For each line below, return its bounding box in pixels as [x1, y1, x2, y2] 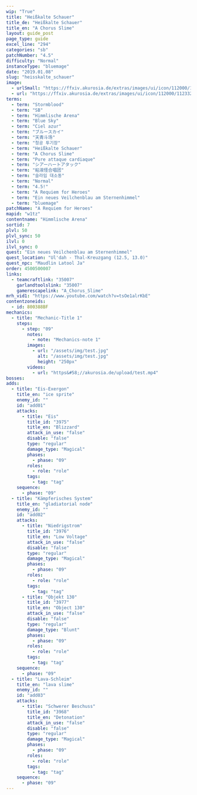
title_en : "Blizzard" [27, 424, 80, 430]
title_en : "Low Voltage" [27, 534, 88, 540]
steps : [16, 320, 33, 327]
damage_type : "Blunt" [27, 627, 80, 633]
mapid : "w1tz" [6, 211, 41, 217]
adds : [6, 381, 19, 387]
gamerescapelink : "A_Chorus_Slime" [16, 288, 104, 294]
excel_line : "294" [6, 42, 51, 48]
